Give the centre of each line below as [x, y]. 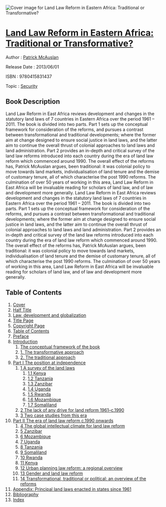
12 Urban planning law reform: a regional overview [71, 468]
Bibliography [26, 494]
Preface [21, 336]
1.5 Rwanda [39, 394]
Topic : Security [22, 86]
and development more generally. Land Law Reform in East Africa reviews [81, 192]
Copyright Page [29, 325]
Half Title [22, 310]
